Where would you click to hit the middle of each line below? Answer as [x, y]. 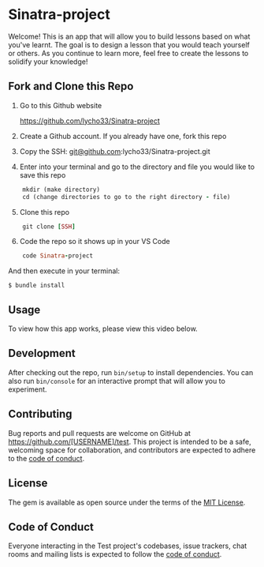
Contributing [40, 414]
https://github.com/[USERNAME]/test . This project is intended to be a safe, [130, 441]
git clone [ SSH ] [49, 227]
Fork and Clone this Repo [71, 86]
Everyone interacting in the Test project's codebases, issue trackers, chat [128, 546]
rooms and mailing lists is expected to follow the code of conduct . [115, 554]
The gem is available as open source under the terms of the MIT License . [127, 502]
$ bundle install [37, 286]
